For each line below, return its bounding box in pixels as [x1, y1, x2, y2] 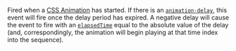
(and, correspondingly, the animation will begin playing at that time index [7, 28, 218, 36]
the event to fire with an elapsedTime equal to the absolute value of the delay [7, 21, 229, 29]
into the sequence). [7, 36, 64, 44]
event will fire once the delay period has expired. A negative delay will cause [7, 13, 230, 22]
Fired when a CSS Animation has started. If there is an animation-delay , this [7, 6, 228, 14]
